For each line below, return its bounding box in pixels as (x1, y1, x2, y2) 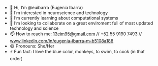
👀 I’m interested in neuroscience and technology (9, 10, 108, 16)
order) (9, 56, 23, 61)
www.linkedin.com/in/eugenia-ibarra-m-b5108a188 (9, 38, 114, 44)
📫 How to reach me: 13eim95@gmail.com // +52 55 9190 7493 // (9, 31, 142, 37)
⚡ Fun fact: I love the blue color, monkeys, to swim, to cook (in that (9, 49, 145, 54)
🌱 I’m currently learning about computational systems (9, 15, 119, 21)
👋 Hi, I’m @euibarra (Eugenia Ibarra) (9, 5, 83, 10)
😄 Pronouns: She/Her (9, 43, 55, 49)
